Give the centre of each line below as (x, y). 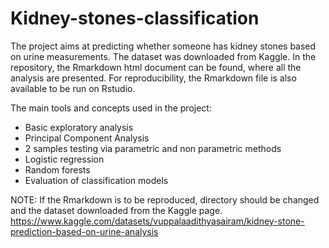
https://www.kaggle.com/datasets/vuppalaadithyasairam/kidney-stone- (157, 221)
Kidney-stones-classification (135, 18)
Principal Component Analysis (87, 138)
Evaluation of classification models (96, 180)
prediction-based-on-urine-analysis (84, 231)
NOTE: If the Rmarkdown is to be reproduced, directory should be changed (165, 199)
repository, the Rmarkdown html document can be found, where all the (156, 67)
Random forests (57, 169)
